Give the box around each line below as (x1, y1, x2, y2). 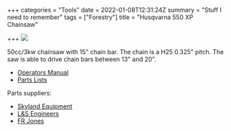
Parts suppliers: (7, 89, 52, 97)
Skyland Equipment (17, 102, 72, 110)
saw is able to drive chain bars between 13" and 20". (7, 55, 157, 63)
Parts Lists (17, 75, 48, 84)
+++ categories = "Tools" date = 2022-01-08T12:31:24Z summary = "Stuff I (7, 6, 222, 14)
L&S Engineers (17, 110, 59, 117)
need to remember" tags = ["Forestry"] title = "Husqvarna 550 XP (7, 13, 194, 21)
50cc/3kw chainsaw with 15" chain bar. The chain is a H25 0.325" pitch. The (7, 48, 224, 56)
